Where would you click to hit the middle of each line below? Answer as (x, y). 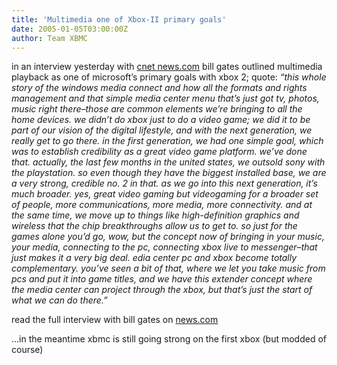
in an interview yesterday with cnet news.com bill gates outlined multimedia (167, 67)
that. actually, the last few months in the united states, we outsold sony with (168, 162)
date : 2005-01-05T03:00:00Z (70, 29)
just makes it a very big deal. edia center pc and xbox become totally (154, 258)
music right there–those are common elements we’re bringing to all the (157, 109)
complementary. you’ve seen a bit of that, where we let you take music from (168, 268)
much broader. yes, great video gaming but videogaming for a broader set (165, 194)
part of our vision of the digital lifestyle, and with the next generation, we (162, 130)
